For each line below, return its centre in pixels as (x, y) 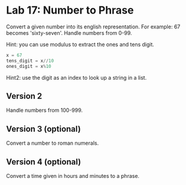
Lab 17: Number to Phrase (70, 10)
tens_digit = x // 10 (30, 61)
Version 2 (24, 96)
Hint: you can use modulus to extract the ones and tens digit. (80, 44)
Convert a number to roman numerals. (53, 143)
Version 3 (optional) (43, 129)
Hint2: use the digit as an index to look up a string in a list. (76, 77)
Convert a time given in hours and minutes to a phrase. (73, 176)
